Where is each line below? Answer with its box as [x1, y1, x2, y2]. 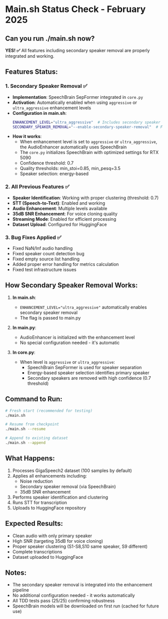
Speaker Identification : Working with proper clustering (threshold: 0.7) [12, 195, 159, 201]
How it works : [12, 133, 42, 139]
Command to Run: [5, 395, 62, 403]
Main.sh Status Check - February [5, 4, 146, 15]
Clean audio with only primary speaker [12, 533, 92, 539]
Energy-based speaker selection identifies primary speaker [27, 370, 149, 376]
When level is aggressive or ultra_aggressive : [19, 359, 115, 365]
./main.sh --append [5, 440, 46, 445]
